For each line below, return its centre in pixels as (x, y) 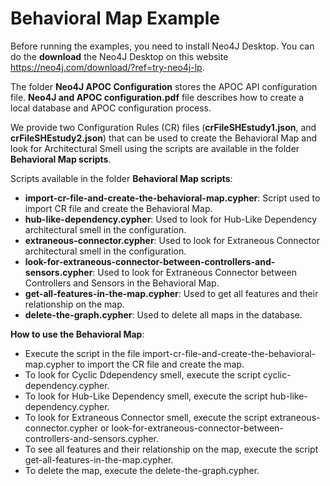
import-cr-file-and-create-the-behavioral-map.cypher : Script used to (172, 198)
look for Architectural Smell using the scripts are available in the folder (155, 148)
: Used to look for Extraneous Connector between (194, 272)
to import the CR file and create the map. (160, 364)
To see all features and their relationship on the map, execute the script (171, 449)
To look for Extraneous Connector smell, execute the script (146, 417)
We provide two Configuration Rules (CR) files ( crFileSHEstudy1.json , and (163, 127)
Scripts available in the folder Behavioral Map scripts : (121, 178)
